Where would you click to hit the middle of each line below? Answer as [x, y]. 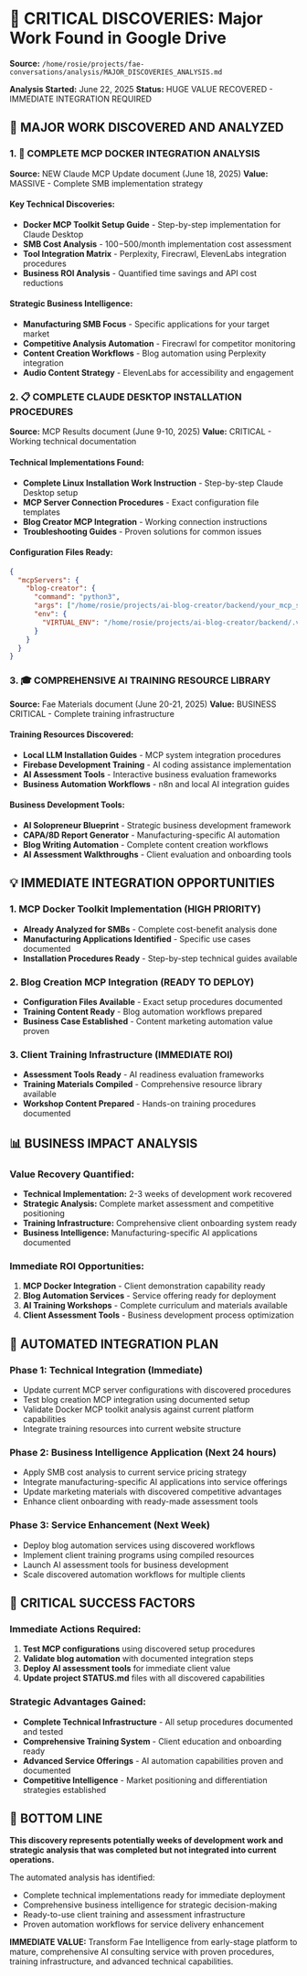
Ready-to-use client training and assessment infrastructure [134, 1915]
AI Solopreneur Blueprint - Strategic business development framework [157, 826]
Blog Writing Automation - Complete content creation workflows [145, 845]
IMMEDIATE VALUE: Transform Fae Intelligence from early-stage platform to [153, 1942]
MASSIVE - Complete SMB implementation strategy [106, 183]
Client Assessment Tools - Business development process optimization [158, 1315]
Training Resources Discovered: [72, 734]
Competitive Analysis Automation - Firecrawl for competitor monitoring [159, 344]
